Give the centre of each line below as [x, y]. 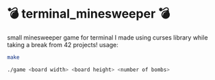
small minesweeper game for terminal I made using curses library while [107, 37]
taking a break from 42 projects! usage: [63, 44]
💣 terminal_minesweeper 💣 [89, 14]
